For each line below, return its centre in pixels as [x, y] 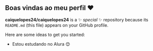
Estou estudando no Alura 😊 [41, 44]
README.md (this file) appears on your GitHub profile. [57, 25]
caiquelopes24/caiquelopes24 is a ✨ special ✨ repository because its [77, 19]
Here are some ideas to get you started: [45, 34]
